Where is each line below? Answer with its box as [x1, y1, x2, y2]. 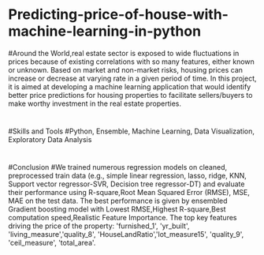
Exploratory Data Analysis [8, 135, 92, 144]
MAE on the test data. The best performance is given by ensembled [8, 196, 228, 206]
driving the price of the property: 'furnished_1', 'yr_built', [8, 221, 190, 231]
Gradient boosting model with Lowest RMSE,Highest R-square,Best [8, 204, 226, 214]
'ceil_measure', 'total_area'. [8, 238, 96, 248]
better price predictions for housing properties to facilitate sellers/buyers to [8, 90, 253, 99]
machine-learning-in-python [8, 22, 202, 40]
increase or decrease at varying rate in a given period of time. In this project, [8, 73, 257, 83]
